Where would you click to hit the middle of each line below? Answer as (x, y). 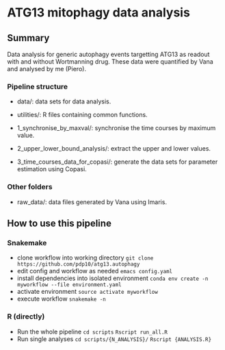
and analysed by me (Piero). (47, 69)
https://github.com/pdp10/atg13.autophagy (78, 264)
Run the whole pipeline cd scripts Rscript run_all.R (92, 332)
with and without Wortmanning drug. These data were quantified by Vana (110, 62)
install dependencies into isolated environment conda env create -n (112, 278)
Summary (28, 38)
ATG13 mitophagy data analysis (98, 13)
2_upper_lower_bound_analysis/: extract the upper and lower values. (114, 149)
